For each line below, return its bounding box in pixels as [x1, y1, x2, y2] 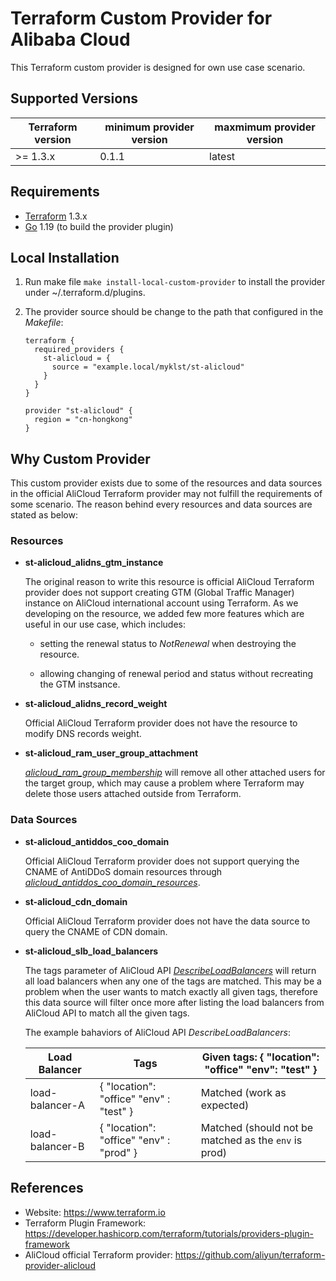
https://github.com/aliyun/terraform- [174, 1248, 326, 1261]
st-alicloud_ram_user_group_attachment [24, 747, 199, 759]
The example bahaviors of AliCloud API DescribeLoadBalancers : [24, 1026, 291, 1038]
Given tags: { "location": [201, 1050, 320, 1064]
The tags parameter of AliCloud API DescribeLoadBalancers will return [24, 964, 317, 976]
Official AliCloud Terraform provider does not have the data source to [24, 915, 311, 927]
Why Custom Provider [10, 450, 151, 467]
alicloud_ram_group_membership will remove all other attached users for [24, 767, 326, 779]
